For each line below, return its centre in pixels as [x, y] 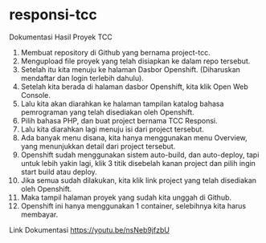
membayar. [39, 214]
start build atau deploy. [59, 172]
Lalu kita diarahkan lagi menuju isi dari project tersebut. [112, 129]
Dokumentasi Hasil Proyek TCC [61, 37]
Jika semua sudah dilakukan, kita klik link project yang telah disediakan [138, 180]
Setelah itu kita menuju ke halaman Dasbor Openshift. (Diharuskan [130, 69]
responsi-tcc [53, 15]
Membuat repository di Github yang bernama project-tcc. [116, 52]
